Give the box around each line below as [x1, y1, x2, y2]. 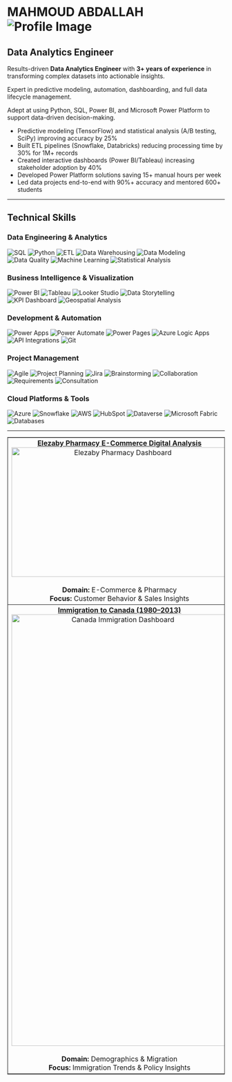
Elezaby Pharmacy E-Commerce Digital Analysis [37, 438, 202, 447]
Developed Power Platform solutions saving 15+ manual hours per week [17, 171, 222, 179]
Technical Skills [7, 212, 77, 224]
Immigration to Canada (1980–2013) [57, 605, 182, 615]
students [17, 186, 43, 193]
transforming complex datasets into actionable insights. [7, 72, 165, 80]
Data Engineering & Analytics [7, 233, 108, 242]
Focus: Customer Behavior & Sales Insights [49, 593, 190, 603]
